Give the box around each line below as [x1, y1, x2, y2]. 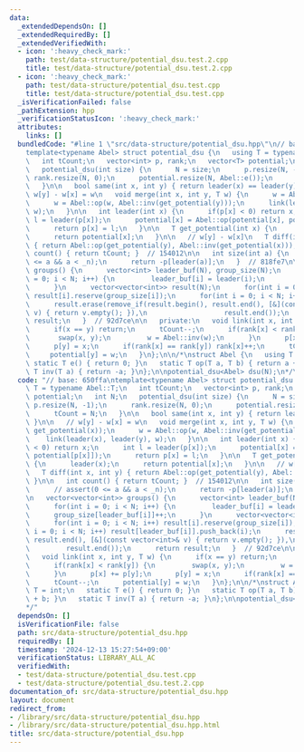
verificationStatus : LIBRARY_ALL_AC [17, 653, 156, 662]
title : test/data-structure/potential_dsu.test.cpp [25, 89, 224, 98]
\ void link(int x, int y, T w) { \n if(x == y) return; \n [25, 552, 278, 562]
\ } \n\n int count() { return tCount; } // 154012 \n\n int [25, 477, 273, 486]
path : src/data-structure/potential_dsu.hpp [17, 628, 188, 637]
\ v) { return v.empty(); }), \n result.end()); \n [25, 308, 290, 317]
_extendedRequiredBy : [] [17, 30, 111, 39]
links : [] [25, 131, 63, 140]
